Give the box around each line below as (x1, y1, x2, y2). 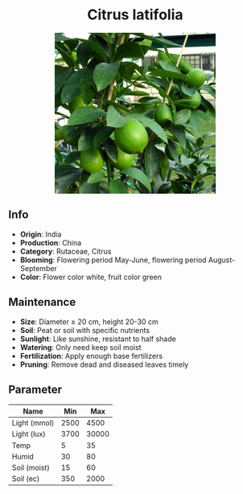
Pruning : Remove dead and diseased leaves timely (19, 360, 189, 369)
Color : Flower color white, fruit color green (19, 272, 163, 282)
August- (208, 255, 236, 265)
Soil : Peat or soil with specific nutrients (19, 325, 150, 335)
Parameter (8, 382, 63, 396)
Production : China (19, 237, 82, 247)
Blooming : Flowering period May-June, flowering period (19, 255, 207, 265)
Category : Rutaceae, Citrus (19, 246, 112, 256)
